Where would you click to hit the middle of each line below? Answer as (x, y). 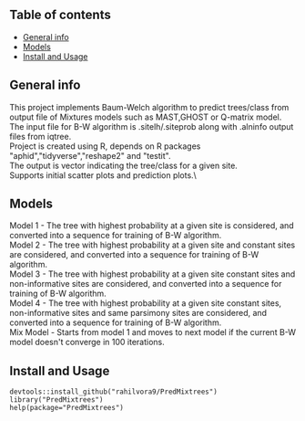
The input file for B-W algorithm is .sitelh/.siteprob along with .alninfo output (152, 126)
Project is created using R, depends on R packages (105, 146)
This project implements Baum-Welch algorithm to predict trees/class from (149, 107)
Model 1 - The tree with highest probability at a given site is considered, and (152, 226)
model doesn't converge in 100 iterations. (87, 342)
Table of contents (60, 15)
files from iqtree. (41, 136)
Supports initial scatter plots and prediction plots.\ (103, 175)
